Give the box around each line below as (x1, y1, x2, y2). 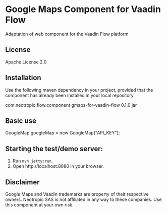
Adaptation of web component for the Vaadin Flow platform (5, 31, 129, 37)
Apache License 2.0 (5, 59, 47, 65)
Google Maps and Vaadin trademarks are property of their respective (5, 191, 149, 197)
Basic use (5, 116, 37, 125)
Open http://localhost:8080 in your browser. (12, 163, 104, 169)
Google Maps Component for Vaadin (5, 4, 161, 15)
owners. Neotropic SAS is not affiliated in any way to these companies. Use (5, 196, 162, 202)
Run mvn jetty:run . (12, 158, 53, 164)
